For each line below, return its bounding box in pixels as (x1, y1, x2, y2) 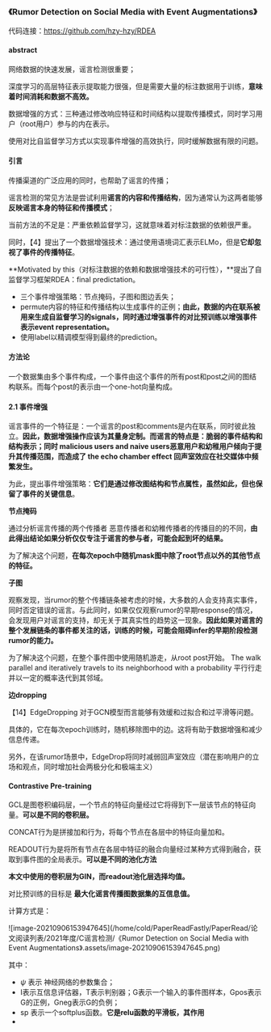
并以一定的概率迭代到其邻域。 (8, 673, 107, 683)
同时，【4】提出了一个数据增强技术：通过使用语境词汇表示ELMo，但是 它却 (8, 237, 255, 247)
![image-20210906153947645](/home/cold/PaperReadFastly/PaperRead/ (8, 924, 252, 933)
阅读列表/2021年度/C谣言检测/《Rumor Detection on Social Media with (15, 933, 249, 943)
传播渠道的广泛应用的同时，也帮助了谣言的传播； (8, 176, 171, 185)
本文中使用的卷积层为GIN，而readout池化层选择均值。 (8, 872, 190, 882)
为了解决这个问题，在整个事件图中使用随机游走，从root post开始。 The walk (8, 653, 262, 662)
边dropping (8, 690, 47, 700)
